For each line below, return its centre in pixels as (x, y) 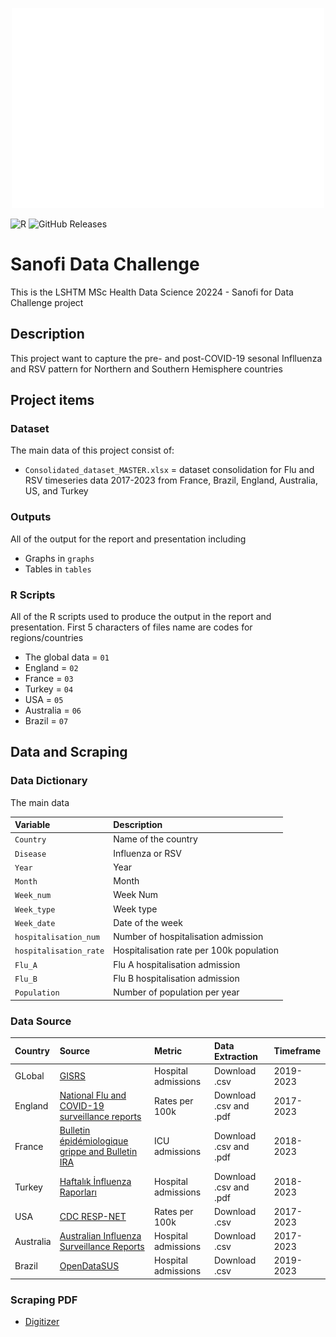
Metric (168, 1051)
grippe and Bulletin (98, 1152)
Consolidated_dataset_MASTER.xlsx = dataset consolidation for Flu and (169, 470)
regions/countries (47, 638)
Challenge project (47, 302)
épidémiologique (94, 1141)
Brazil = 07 (46, 721)
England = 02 (51, 668)
